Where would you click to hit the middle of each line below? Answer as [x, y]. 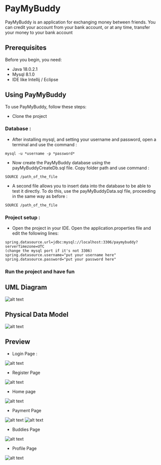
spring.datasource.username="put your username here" [61, 255]
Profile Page [24, 448]
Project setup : [23, 217]
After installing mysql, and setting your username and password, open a [84, 139]
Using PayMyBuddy [36, 95]
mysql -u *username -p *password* [40, 154]
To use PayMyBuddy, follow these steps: [46, 107]
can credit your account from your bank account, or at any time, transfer [78, 27]
